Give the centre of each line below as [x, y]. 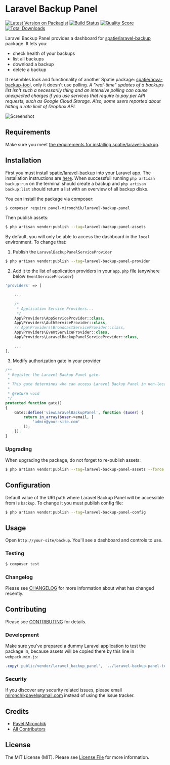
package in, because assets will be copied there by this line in [70, 651]
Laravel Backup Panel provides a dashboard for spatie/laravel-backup [78, 38]
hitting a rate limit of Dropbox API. [40, 106]
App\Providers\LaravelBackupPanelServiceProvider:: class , [77, 337]
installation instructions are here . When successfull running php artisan [80, 178]
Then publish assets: [27, 218]
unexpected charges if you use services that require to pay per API [75, 95]
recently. [14, 593]
